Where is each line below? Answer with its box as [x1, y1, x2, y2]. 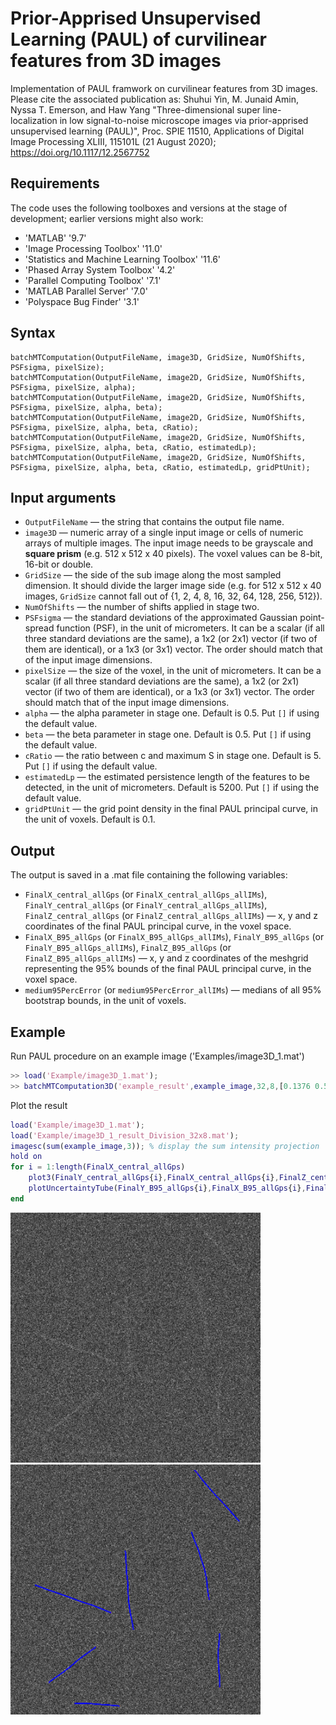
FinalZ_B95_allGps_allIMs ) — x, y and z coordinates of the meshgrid [24, 952, 309, 964]
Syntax [10, 325, 56, 342]
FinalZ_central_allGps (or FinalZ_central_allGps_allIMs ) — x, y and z [24, 910, 318, 922]
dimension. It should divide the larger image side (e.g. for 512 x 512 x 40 [24, 580, 322, 592]
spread [24, 622, 55, 634]
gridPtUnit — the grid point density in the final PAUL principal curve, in [24, 803, 318, 815]
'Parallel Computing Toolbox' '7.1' [24, 274, 162, 286]
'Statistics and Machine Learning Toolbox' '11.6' [24, 253, 222, 265]
